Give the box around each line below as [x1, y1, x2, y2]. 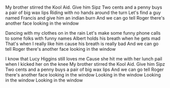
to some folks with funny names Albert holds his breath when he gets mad [5, 35, 161, 41]
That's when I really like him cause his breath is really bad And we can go [5, 41, 159, 47]
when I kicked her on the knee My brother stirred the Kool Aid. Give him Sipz [5, 61, 165, 67]
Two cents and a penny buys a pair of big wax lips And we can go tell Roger [5, 66, 164, 72]
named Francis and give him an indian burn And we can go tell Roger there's [5, 15, 165, 21]
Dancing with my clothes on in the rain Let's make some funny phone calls [5, 30, 161, 36]
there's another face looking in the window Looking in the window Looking [5, 72, 161, 77]
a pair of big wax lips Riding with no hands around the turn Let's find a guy [5, 10, 161, 16]
